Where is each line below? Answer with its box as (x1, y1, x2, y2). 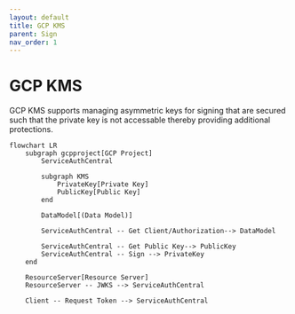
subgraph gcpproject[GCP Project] (25, 149, 153, 158)
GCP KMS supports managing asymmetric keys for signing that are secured (9, 106, 286, 116)
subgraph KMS (41, 172, 90, 182)
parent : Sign (9, 29, 58, 38)
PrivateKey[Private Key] (56, 180, 149, 189)
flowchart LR (9, 141, 58, 151)
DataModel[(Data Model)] (41, 211, 133, 220)
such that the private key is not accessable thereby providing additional (9, 114, 271, 125)
